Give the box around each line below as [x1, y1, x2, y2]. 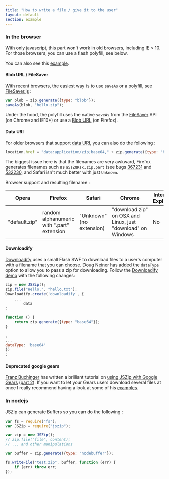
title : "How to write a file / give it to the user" [5, 7, 118, 13]
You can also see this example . [5, 60, 69, 66]
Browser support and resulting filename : [5, 179, 90, 185]
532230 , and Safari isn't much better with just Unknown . [5, 169, 119, 175]
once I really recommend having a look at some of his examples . [5, 385, 139, 391]
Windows [111, 231, 134, 238]
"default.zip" [8, 218, 38, 225]
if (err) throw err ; [14, 464, 57, 469]
